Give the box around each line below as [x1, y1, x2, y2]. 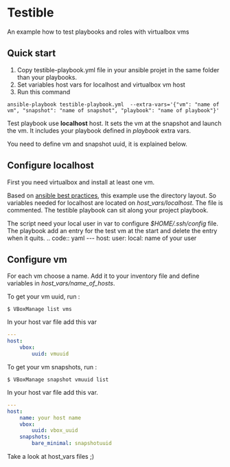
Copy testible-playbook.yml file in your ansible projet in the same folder [16, 65, 220, 74]
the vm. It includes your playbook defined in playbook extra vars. [7, 126, 191, 135]
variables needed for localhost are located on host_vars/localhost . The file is [7, 198, 223, 207]
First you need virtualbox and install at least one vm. [7, 177, 154, 186]
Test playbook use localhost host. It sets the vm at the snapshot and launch [7, 119, 222, 127]
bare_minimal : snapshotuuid [32, 440, 112, 447]
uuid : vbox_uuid [32, 427, 78, 434]
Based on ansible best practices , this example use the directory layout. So [7, 191, 217, 199]
